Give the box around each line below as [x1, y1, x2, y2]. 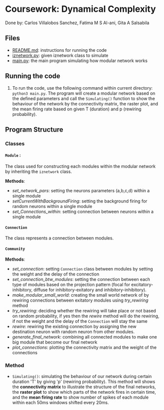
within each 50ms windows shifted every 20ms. [12, 399, 109, 405]
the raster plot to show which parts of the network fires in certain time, [12, 389, 156, 395]
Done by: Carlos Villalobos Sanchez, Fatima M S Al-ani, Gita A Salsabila [5, 20, 150, 26]
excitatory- [131, 282, 153, 288]
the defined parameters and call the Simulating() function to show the [12, 95, 155, 102]
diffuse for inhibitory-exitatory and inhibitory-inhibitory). [33, 287, 147, 293]
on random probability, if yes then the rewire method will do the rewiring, [12, 313, 160, 319]
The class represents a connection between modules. [5, 235, 114, 241]
